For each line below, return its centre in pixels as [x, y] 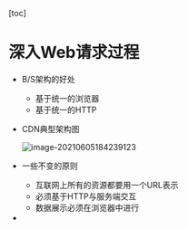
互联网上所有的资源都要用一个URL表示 [107, 185]
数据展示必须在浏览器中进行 [87, 207]
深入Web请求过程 [74, 52]
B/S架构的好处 [48, 79]
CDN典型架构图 [50, 129]
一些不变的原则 [49, 166]
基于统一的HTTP [66, 110]
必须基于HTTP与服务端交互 [86, 196]
